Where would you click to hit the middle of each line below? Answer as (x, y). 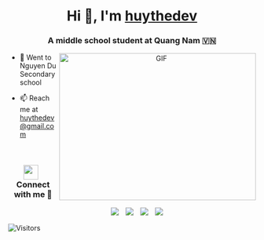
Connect (33, 185)
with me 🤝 (33, 195)
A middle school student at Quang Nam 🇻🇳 (132, 41)
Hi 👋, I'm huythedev (132, 16)
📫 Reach (35, 98)
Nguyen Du (38, 66)
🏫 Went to (35, 57)
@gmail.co (37, 126)
